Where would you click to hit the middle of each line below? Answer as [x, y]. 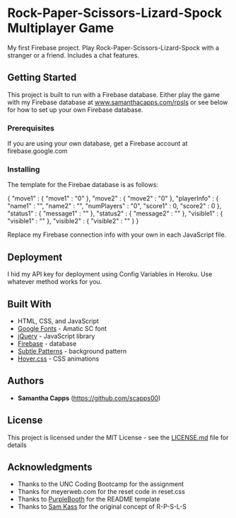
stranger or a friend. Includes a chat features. [73, 55]
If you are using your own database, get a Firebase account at [98, 144]
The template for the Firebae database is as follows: [83, 185]
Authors [26, 381]
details [17, 445]
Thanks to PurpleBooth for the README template [89, 499]
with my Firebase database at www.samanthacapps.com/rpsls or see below [118, 102]
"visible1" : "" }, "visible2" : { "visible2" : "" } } [73, 221]
